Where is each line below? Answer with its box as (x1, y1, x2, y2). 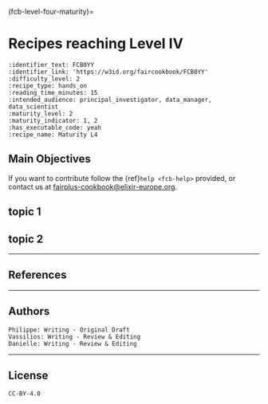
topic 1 (8, 205, 41, 218)
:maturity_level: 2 (8, 109, 73, 118)
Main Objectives (8, 152, 92, 166)
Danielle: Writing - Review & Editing (8, 339, 137, 347)
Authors (8, 304, 50, 318)
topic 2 (8, 232, 44, 245)
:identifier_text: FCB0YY (8, 61, 94, 69)
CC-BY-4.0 (8, 390, 41, 398)
